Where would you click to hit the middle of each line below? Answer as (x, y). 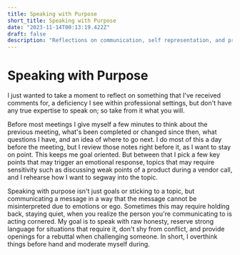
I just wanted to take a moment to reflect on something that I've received (114, 95)
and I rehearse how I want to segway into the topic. (83, 177)
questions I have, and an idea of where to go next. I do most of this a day (115, 140)
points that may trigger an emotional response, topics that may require (111, 162)
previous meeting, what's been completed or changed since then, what (112, 132)
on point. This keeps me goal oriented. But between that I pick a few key (114, 155)
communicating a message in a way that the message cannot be (102, 199)
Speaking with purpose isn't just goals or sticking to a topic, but (101, 191)
